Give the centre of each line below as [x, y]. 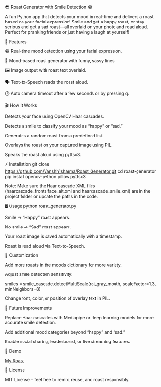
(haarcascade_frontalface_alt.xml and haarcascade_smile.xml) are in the [78, 191]
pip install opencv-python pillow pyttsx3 [45, 176]
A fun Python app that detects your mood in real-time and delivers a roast [79, 16]
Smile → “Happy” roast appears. [37, 217]
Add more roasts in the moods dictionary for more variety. [64, 265]
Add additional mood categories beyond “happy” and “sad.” [65, 332]
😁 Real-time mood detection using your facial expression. [64, 51]
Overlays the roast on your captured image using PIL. [59, 145]
